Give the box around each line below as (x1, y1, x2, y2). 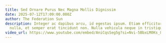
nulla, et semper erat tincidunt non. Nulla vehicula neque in (9, 26, 142, 31)
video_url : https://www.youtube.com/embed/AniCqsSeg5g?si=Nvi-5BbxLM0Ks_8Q (5, 30, 165, 35)
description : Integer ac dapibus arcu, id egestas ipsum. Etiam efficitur (5, 21, 163, 26)
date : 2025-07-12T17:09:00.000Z (5, 12, 72, 17)
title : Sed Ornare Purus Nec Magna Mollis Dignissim (5, 7, 116, 12)
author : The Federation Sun (5, 16, 63, 21)
